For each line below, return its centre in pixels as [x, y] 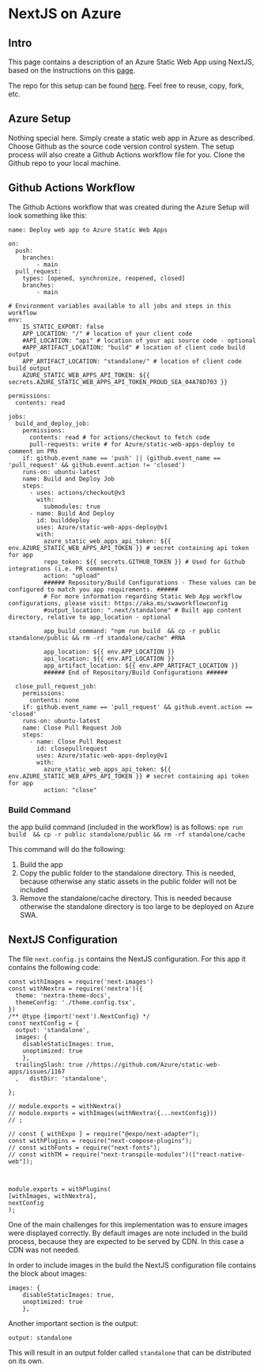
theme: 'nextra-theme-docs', [63, 995]
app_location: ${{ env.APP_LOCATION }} [109, 652]
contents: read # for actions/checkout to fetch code [120, 437]
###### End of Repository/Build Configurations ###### [135, 673]
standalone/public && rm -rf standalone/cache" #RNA [97, 638]
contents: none [54, 700]
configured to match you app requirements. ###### [93, 590]
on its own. [26, 1361]
